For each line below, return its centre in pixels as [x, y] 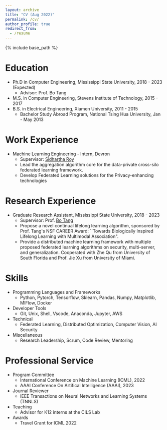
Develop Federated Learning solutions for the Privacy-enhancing [87, 175]
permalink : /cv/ [22, 19]
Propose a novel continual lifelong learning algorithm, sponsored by [90, 225]
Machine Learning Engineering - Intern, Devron [61, 154]
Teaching [22, 407]
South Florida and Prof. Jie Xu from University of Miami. [77, 258]
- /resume [20, 33]
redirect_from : [21, 29]
